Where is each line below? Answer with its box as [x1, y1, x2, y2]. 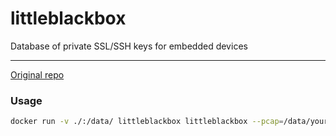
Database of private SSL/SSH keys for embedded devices [10, 40, 248, 52]
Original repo [10, 68, 65, 81]
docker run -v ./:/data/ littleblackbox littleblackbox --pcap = [10, 117, 284, 127]
